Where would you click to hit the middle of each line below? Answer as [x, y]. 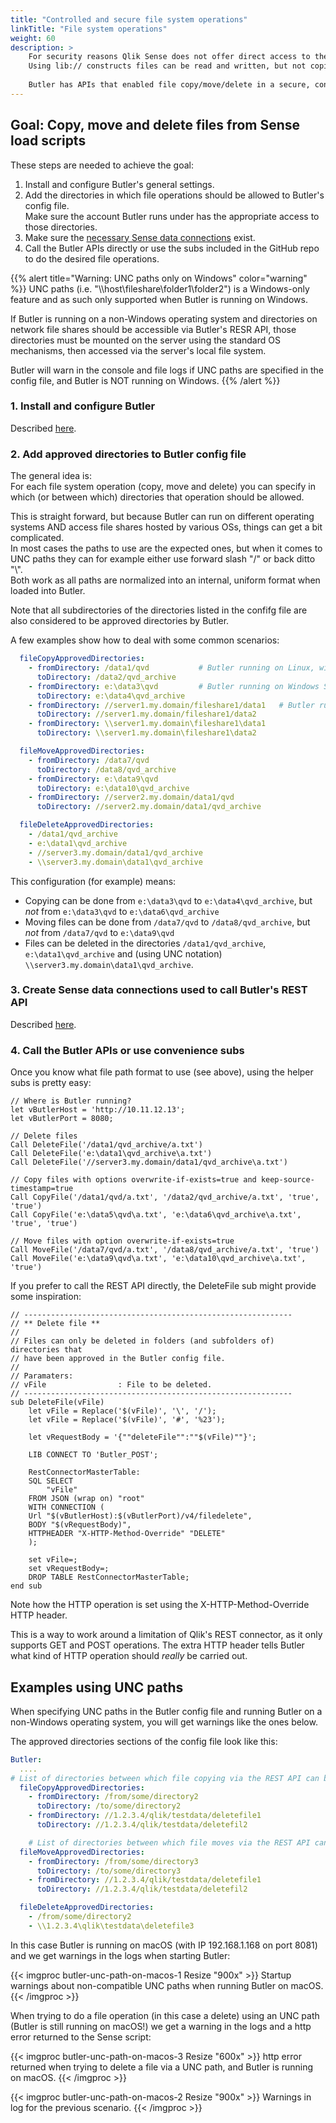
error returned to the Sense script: [81, 2037]
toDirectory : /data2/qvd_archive [106, 677]
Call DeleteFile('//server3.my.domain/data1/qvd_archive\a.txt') [149, 1162]
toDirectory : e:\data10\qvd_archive [113, 788]
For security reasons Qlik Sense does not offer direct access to [169, 57]
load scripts [48, 141]
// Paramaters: [42, 1376]
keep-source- [287, 1180]
